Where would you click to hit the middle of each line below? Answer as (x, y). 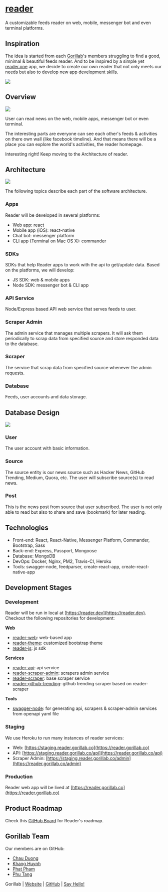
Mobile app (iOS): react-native (43, 230)
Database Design (32, 413)
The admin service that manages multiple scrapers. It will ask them (74, 333)
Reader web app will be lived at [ (39, 787)
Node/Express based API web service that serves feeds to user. (71, 309)
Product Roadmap (34, 808)
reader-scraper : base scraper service (51, 678)
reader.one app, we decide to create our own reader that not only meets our (83, 66)
